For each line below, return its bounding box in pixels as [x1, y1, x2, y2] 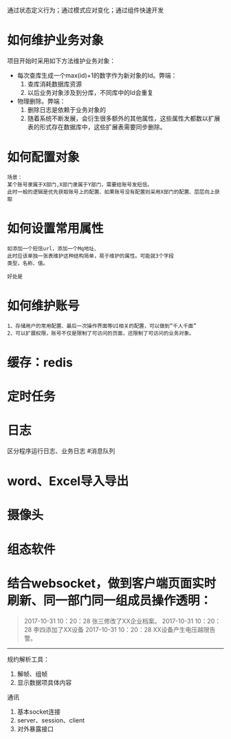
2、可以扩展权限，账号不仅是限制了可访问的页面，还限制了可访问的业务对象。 [7, 329, 195, 337]
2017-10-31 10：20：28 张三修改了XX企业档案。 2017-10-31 [23, 617, 194, 625]
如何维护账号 [7, 298, 80, 313]
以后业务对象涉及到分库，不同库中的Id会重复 [27, 88, 153, 96]
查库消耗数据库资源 [27, 80, 82, 88]
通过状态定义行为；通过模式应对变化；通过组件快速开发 [7, 6, 164, 14]
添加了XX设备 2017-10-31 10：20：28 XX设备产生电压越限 [45, 625, 210, 634]
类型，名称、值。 [7, 260, 49, 267]
